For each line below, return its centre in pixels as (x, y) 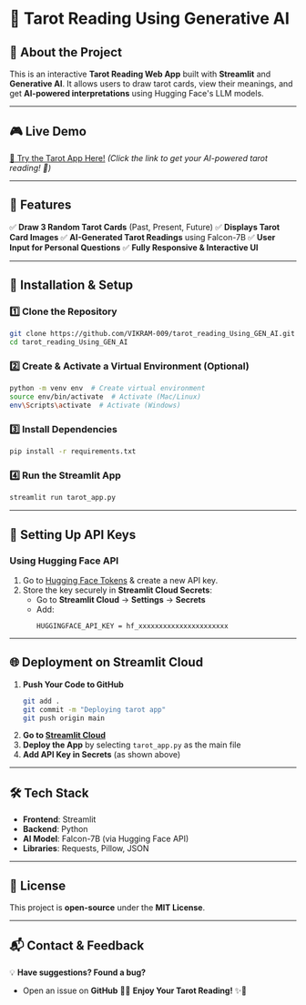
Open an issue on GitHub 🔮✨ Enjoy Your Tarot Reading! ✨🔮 (135, 990)
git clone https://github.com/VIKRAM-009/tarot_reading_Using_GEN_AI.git (153, 334)
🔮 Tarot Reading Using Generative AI (149, 19)
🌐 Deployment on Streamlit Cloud (106, 662)
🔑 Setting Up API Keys (73, 535)
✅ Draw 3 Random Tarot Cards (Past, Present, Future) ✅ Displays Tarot (145, 227)
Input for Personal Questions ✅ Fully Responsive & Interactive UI (134, 247)
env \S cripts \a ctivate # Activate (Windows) (95, 406)
